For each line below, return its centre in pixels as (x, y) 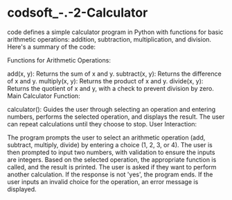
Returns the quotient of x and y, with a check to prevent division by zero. (111, 88)
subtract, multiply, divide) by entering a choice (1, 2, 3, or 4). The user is (110, 144)
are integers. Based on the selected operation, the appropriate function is (112, 159)
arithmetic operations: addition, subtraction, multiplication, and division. (109, 39)
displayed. (22, 189)
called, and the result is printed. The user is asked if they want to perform (112, 167)
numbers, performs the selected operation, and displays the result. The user (116, 117)
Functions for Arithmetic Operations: (59, 60)
